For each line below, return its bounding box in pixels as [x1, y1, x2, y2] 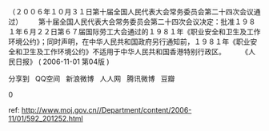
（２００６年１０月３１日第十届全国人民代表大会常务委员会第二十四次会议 [8, 7, 254, 16]
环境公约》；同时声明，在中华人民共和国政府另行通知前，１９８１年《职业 [8, 37, 251, 46]
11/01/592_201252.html [8, 114, 83, 123]
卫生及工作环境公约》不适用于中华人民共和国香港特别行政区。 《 [22, 47, 249, 56]
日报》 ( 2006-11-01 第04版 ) [14, 57, 110, 66]
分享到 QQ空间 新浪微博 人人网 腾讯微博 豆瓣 [8, 74, 175, 83]
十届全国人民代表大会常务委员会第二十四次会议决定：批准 [45, 17, 235, 26]
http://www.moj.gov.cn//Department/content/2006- [21, 105, 192, 114]
